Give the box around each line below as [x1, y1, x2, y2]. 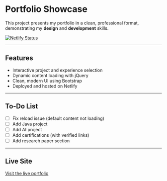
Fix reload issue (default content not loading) [12, 115, 104, 121]
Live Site [5, 157, 32, 166]
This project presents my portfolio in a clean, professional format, [5, 20, 139, 26]
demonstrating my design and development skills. [5, 25, 109, 31]
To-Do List [5, 102, 38, 110]
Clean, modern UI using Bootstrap [12, 78, 82, 84]
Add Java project [12, 121, 48, 127]
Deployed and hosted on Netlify [12, 83, 78, 89]
